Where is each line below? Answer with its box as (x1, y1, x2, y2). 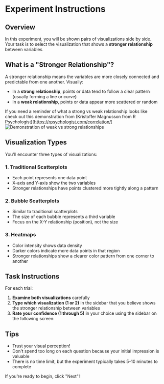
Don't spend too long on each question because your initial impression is (12, 348, 160, 354)
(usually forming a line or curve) (12, 93, 77, 99)
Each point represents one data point (12, 174, 87, 180)
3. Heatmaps (5, 231, 36, 238)
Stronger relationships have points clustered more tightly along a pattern (12, 185, 159, 191)
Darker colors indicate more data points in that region (12, 247, 120, 253)
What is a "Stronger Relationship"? (5, 60, 114, 69)
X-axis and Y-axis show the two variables (12, 180, 96, 186)
